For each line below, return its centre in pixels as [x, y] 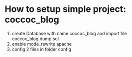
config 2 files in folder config [42, 49]
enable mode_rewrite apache [42, 44]
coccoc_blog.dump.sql [35, 39]
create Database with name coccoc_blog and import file [69, 33]
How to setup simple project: [66, 9]
